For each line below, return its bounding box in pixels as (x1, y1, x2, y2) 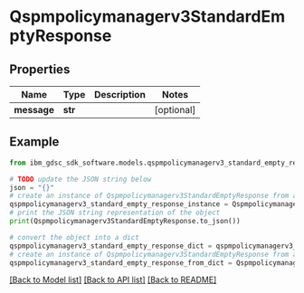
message (14, 104, 54, 116)
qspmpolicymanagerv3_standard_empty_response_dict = (9, 241, 213, 250)
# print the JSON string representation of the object (9, 208, 221, 218)
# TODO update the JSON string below (9, 175, 152, 184)
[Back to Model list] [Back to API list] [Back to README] (9, 274, 217, 286)
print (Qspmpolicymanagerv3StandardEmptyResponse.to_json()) (9, 217, 242, 226)
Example (9, 134, 60, 150)
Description (93, 89, 147, 100)
